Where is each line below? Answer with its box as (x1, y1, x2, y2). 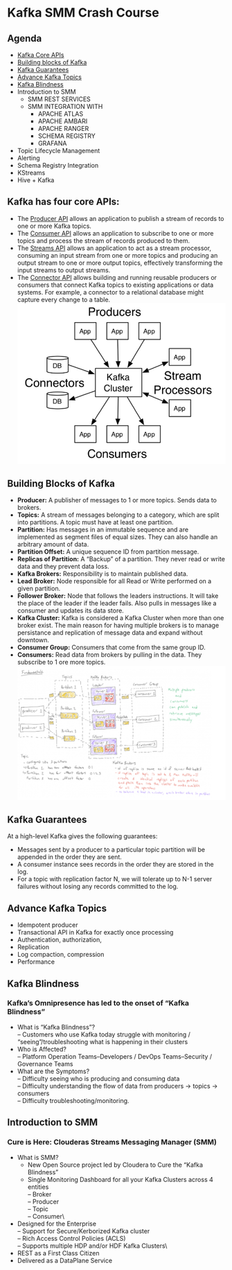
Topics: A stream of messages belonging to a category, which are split (17, 511, 220, 519)
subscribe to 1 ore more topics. (17, 658, 106, 667)
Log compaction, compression (17, 951, 105, 959)
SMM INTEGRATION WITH (27, 103, 103, 110)
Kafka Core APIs (17, 51, 64, 59)
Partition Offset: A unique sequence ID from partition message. (17, 547, 199, 556)
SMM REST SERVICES (27, 95, 91, 103)
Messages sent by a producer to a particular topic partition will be (17, 845, 206, 854)
